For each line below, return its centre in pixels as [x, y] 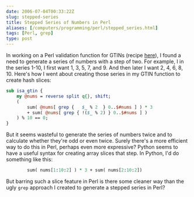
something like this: [30, 160]
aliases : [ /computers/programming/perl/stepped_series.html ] [82, 28]
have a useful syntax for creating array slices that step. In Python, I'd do [93, 153]
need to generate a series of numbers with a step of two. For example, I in [95, 61]
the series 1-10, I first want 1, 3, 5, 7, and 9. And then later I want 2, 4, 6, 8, [94, 68]
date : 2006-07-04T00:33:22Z [40, 11]
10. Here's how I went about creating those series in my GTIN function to [93, 74]
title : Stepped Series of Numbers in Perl [58, 22]
